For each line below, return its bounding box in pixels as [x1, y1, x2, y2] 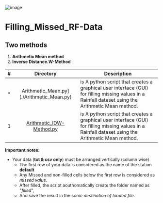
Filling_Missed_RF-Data [5, 22, 103, 32]
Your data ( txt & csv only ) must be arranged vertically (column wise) [12, 156, 149, 162]
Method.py [33, 126, 58, 132]
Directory [34, 70, 57, 77]
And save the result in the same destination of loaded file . [19, 193, 135, 198]
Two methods [5, 41, 48, 49]
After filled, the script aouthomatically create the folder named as [19, 182, 150, 188]
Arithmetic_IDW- [26, 120, 65, 126]
